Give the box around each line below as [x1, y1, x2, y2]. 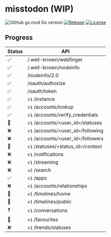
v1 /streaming [27, 159, 58, 166]
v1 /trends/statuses [27, 224, 71, 231]
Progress [5, 34, 33, 42]
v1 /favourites [27, 216, 58, 223]
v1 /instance [27, 96, 55, 102]
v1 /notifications [27, 151, 64, 157]
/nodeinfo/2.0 [27, 72, 59, 79]
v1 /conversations [27, 207, 68, 214]
